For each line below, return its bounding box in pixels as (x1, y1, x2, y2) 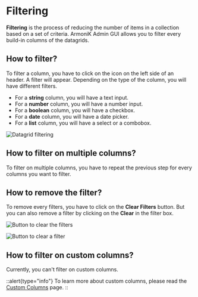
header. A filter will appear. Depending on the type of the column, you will (6, 76, 187, 83)
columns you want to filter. (6, 170, 71, 177)
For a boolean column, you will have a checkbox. (14, 106, 136, 114)
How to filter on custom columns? (6, 250, 134, 260)
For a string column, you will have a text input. (14, 94, 129, 101)
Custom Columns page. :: (6, 284, 68, 291)
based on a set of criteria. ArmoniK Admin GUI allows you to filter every (6, 30, 181, 37)
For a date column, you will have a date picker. (14, 113, 129, 120)
